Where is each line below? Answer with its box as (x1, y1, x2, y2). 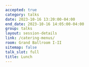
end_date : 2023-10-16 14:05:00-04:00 (5, 21, 84, 27)
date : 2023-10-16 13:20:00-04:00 (5, 17, 75, 22)
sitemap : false (5, 45, 37, 50)
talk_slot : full (5, 49, 39, 54)
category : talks (5, 12, 39, 17)
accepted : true (5, 7, 37, 13)
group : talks (5, 26, 33, 31)
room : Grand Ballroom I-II (5, 40, 62, 45)
